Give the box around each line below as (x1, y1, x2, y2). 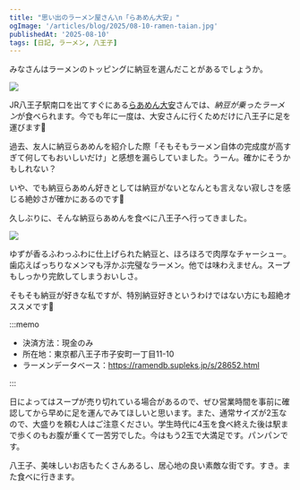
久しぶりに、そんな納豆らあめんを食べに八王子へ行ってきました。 (9, 212, 253, 224)
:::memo (9, 319, 40, 330)
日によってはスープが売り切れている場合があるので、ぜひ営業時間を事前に (9, 396, 282, 408)
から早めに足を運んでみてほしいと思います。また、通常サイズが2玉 (32, 408, 279, 418)
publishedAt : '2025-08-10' (9, 30, 110, 39)
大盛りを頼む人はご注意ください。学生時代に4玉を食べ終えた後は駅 (32, 418, 281, 430)
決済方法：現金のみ (21, 338, 94, 348)
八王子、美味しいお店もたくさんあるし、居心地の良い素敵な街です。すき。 (9, 460, 283, 471)
